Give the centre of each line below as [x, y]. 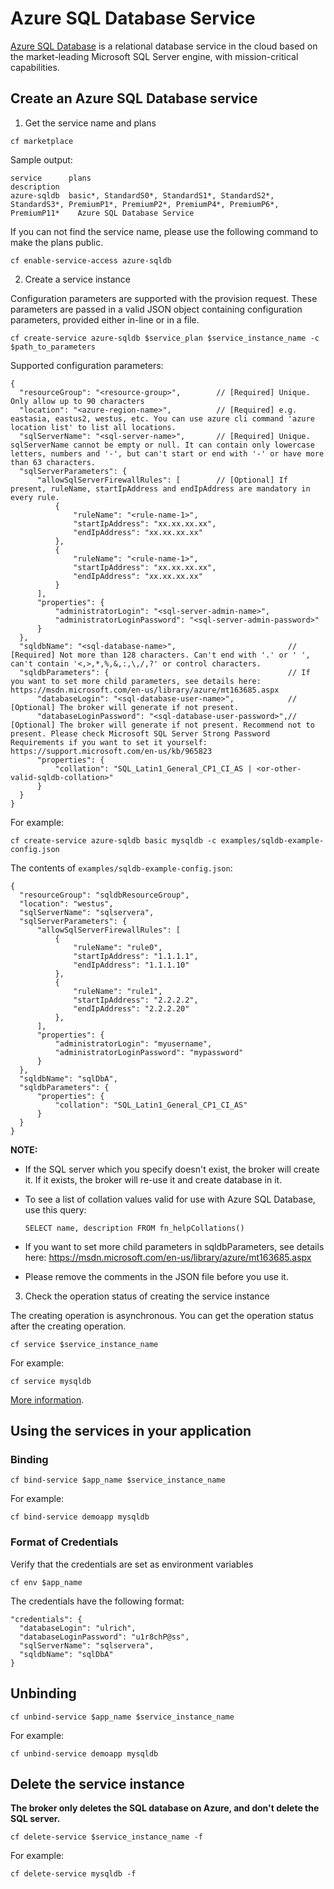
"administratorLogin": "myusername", [133, 1043]
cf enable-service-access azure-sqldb [91, 260]
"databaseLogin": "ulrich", [78, 1628]
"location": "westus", [66, 903]
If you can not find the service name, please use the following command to [164, 231]
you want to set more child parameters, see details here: [136, 681]
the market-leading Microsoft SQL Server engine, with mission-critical [154, 56]
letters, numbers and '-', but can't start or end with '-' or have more [167, 453]
